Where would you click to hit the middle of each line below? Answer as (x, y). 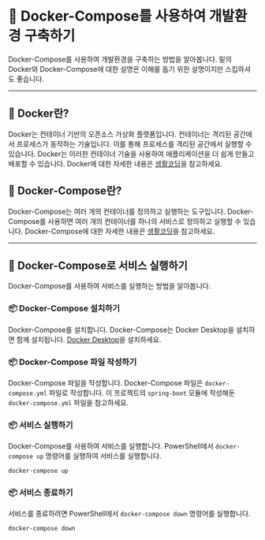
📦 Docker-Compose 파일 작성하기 (73, 362)
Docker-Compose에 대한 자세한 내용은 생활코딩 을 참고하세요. (120, 231)
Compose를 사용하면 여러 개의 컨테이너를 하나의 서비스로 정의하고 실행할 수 (125, 221)
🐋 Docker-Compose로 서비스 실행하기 (98, 265)
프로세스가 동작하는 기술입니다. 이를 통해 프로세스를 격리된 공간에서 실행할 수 (134, 143)
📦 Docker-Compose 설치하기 (64, 308)
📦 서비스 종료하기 (41, 493)
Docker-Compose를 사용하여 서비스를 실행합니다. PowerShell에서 (111, 446)
